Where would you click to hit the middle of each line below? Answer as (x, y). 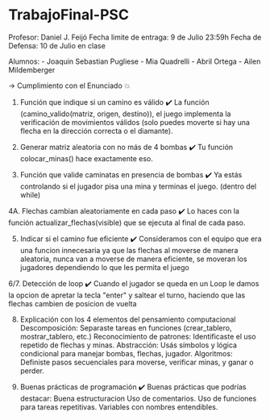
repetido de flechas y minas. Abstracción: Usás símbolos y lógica (129, 345)
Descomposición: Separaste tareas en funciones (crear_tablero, (126, 327)
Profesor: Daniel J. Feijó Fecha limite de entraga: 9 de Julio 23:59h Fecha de (135, 37)
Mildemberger (32, 69)
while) (30, 194)
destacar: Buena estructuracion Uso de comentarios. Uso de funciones (138, 398)
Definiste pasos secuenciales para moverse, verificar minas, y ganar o (137, 362)
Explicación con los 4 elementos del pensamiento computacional (128, 319)
